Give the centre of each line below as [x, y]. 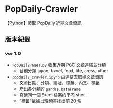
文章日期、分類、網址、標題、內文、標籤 [59, 82]
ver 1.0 [13, 54]
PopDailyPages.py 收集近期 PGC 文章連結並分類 [59, 65]
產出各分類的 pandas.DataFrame [50, 89]
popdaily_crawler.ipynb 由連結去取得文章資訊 [58, 77]
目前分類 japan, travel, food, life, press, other [64, 70]
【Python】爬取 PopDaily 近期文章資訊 [43, 23]
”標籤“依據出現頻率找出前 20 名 [50, 101]
